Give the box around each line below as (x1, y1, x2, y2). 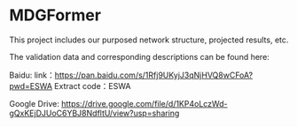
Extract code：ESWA (54, 80, 131, 91)
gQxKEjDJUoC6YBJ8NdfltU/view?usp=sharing (9, 108, 180, 118)
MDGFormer (9, 5, 102, 26)
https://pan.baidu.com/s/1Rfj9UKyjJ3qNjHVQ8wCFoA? (54, 70, 254, 80)
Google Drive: (9, 98, 60, 108)
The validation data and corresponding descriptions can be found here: (9, 51, 270, 62)
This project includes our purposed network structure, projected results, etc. (9, 34, 289, 45)
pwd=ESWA (9, 80, 53, 91)
